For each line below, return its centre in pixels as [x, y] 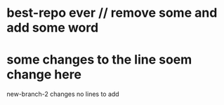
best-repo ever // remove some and [112, 13]
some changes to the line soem [99, 60]
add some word [53, 28]
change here [44, 75]
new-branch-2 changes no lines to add [63, 94]
